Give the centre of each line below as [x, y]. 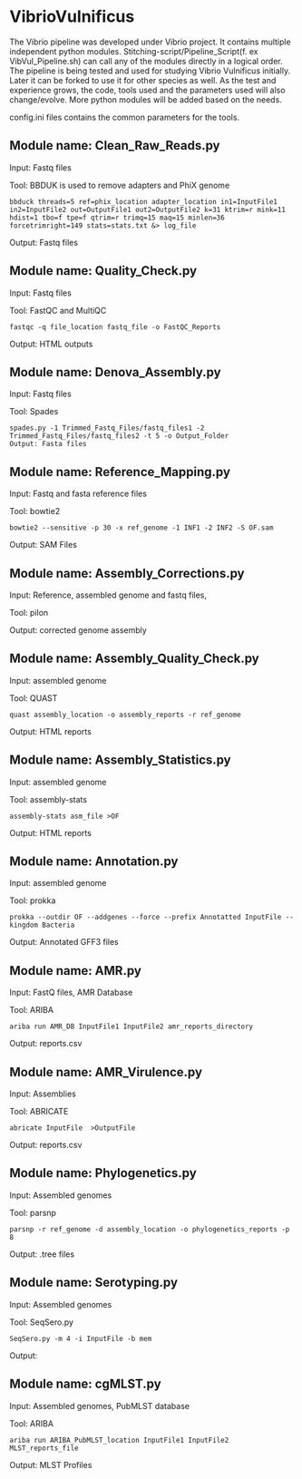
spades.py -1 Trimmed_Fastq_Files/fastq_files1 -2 [107, 428]
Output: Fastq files [44, 242]
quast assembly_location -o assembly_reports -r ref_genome [126, 715]
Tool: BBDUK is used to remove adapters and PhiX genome [120, 185]
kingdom [24, 925]
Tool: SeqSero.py [42, 1322]
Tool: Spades [34, 412]
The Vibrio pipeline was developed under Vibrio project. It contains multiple [151, 42]
